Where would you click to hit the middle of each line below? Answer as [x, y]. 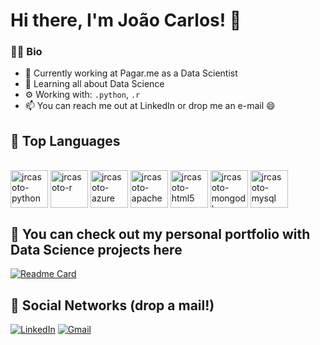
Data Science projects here [96, 249]
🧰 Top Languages [65, 140]
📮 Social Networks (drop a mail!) [112, 305]
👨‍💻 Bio [26, 52]
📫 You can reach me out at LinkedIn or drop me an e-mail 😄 [150, 106]
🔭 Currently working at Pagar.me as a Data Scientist [131, 73]
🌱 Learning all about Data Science [94, 84]
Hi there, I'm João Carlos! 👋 [126, 20]
